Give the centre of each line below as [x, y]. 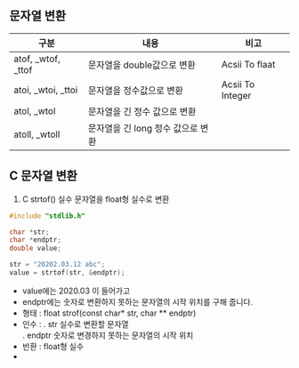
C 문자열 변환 [44, 176]
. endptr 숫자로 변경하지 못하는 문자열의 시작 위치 [108, 335]
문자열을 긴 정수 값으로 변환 [142, 111]
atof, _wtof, [37, 59]
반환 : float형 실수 [53, 346]
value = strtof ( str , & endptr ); [67, 273]
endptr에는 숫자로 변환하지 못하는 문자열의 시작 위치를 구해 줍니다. [137, 301]
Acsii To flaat [248, 64]
